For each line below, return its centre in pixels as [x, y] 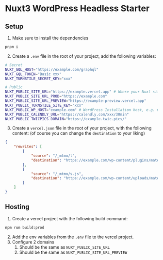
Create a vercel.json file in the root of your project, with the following [82, 128]
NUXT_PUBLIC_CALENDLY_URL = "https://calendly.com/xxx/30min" [67, 114]
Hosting [17, 207]
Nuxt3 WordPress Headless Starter [77, 8]
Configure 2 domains [33, 242]
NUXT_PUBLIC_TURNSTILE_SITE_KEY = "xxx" [44, 105]
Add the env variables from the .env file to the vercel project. [73, 237]
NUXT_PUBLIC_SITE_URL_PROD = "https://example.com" [56, 97]
